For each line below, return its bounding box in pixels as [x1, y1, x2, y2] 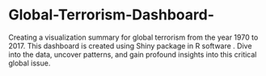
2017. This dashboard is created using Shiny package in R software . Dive [8, 40, 252, 50]
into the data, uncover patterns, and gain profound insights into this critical [8, 49, 257, 59]
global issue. [8, 58, 51, 68]
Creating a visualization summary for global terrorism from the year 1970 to [8, 32, 259, 42]
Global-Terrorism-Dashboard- [8, 6, 215, 24]
